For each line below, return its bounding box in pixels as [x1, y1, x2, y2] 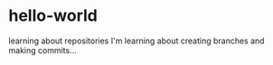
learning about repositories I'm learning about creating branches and [8, 35, 265, 46]
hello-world [8, 5, 99, 26]
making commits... [8, 44, 78, 55]
